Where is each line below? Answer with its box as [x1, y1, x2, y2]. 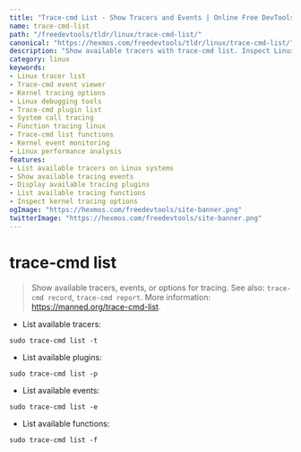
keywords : [9, 64, 47, 73]
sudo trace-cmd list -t [9, 336, 99, 345]
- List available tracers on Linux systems [9, 164, 175, 173]
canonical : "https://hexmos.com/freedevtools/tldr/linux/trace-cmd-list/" [9, 38, 295, 48]
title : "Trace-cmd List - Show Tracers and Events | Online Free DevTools [9, 13, 295, 22]
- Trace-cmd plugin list [9, 105, 102, 114]
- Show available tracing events [9, 172, 134, 181]
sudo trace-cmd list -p [9, 369, 99, 378]
